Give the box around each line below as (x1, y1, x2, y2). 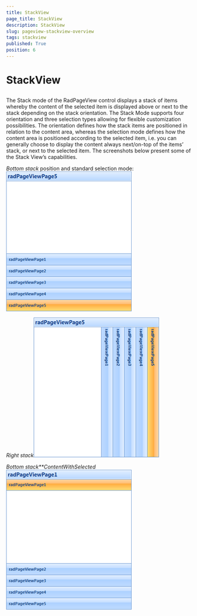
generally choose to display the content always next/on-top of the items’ (6, 141, 184, 148)
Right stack (6, 452, 34, 459)
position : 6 (6, 47, 36, 53)
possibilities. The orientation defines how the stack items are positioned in (6, 122, 188, 129)
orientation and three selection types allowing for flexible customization (6, 116, 181, 123)
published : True (6, 41, 46, 47)
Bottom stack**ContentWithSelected (6, 463, 96, 471)
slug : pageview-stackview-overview (6, 28, 94, 34)
